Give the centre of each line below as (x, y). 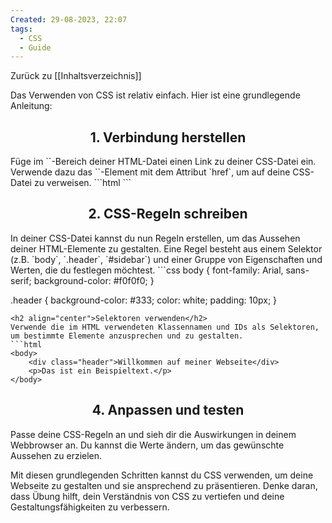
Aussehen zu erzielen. (56, 455)
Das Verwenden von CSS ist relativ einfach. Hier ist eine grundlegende (155, 95)
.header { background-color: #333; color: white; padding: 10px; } (144, 300)
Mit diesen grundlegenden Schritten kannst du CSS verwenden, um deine (162, 475)
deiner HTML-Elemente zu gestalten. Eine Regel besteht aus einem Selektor (166, 248)
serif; (21, 280)
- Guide (35, 47)
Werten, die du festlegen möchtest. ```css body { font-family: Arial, (147, 270)
